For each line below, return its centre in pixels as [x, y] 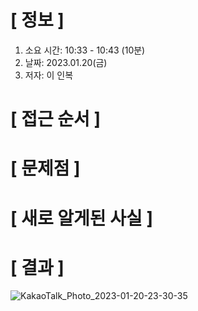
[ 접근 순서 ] [56, 119]
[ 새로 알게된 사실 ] [81, 218]
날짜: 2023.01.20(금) [66, 62]
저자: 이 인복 [49, 75]
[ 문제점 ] [45, 168]
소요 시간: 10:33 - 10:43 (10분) [85, 50]
